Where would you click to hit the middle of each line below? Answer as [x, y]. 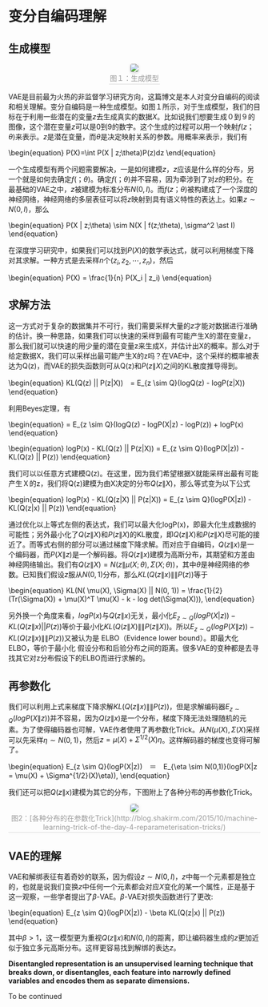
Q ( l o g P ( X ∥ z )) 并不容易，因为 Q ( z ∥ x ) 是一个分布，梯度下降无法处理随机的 [124, 719]
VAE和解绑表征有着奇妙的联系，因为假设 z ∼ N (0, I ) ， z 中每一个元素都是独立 [132, 877]
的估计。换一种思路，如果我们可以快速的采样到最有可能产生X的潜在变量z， [132, 335]
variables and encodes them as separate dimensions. [99, 981]
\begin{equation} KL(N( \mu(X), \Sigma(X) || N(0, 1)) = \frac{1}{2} [116, 590]
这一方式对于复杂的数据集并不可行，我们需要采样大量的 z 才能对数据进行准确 [133, 326]
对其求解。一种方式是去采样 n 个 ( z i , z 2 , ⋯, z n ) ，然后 [91, 261]
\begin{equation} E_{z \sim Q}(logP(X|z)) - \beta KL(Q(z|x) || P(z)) [117, 913]
